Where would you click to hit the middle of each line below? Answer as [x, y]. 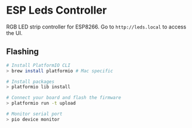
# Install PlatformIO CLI [38, 65]
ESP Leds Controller [57, 10]
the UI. [14, 33]
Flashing [23, 52]
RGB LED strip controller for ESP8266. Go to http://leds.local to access [96, 27]
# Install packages [30, 81]
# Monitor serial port [34, 114]
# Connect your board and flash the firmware [64, 98]
